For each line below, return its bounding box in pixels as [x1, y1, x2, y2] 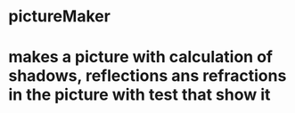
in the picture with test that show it [8, 85, 271, 105]
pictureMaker [8, 6, 111, 27]
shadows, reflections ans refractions [8, 66, 287, 86]
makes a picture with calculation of [8, 47, 274, 68]
